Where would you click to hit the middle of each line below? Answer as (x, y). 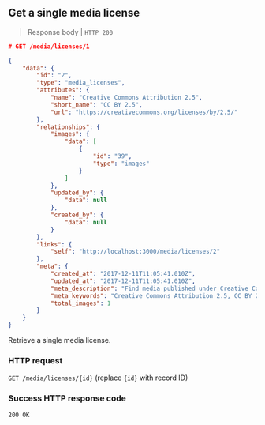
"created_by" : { (77, 215)
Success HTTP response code (67, 398)
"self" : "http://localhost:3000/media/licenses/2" (135, 252)
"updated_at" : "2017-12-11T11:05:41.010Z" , (123, 281)
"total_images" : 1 (80, 303)
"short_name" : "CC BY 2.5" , (97, 105)
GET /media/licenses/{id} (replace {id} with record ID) (98, 378)
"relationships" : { (69, 127)
